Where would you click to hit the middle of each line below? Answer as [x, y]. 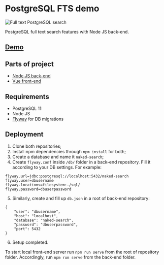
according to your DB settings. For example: [57, 167]
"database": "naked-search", [44, 220]
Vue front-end [27, 81]
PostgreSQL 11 [27, 108]
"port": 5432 [27, 229]
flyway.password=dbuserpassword [38, 189]
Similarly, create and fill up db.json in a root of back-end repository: [81, 198]
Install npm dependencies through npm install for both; [69, 151]
